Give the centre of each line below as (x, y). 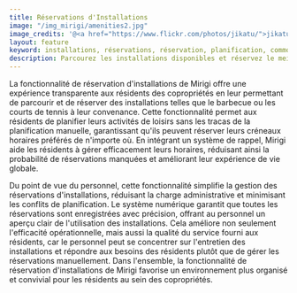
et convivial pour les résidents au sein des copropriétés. (111, 279)
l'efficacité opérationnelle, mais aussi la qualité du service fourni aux (134, 232)
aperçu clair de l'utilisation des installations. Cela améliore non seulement (143, 223)
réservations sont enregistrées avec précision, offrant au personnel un (137, 214)
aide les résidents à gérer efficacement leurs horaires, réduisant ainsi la (139, 150)
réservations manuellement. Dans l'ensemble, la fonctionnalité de (128, 261)
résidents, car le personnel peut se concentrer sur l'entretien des (127, 242)
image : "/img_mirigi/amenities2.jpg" (79, 26)
